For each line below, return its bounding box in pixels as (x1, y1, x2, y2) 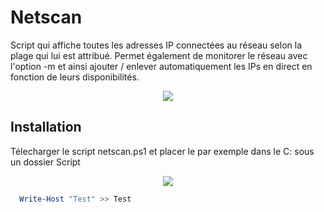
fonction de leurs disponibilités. (10, 71, 140, 83)
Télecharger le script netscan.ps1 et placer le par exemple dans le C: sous (10, 145, 315, 157)
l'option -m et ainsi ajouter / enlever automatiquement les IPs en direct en (10, 60, 313, 72)
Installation (10, 119, 82, 136)
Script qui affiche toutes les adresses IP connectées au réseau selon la (10, 39, 302, 51)
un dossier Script (10, 156, 81, 168)
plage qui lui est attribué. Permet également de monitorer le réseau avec (10, 49, 308, 61)
